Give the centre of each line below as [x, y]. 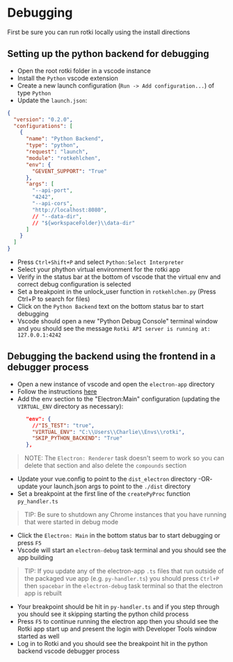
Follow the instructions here [57, 391]
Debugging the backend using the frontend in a [112, 356]
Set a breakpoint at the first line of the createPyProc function [104, 494]
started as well [38, 636]
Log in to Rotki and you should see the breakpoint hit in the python [112, 644]
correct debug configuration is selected [74, 284]
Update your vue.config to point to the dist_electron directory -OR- [115, 479]
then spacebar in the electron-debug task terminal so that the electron [123, 586]
